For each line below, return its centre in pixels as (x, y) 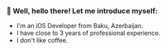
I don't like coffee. (42, 40)
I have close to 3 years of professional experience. (88, 33)
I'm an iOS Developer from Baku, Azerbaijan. (80, 26)
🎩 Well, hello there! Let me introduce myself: (82, 11)
